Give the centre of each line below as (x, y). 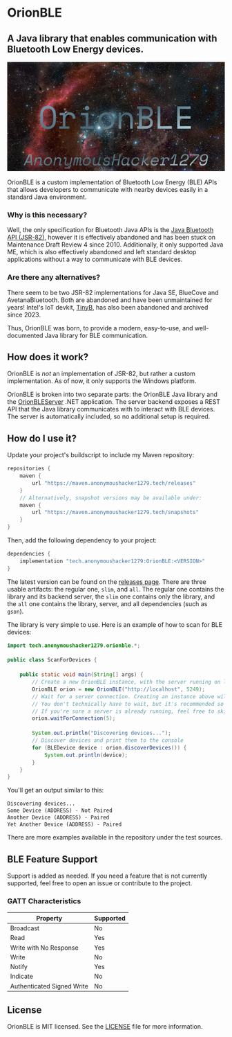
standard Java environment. (47, 197)
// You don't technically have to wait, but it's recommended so (128, 704)
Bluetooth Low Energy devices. (76, 49)
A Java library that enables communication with (112, 38)
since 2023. (24, 314)
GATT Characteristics (44, 901)
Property (49, 918)
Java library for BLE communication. (96, 335)
